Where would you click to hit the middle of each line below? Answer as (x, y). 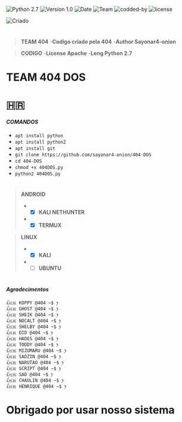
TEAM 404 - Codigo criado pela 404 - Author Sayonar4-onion (98, 42)
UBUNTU (50, 268)
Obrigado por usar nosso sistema (90, 410)
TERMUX (50, 225)
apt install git (35, 148)
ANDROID (33, 194)
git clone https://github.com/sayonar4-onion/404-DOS (83, 155)
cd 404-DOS (28, 161)
